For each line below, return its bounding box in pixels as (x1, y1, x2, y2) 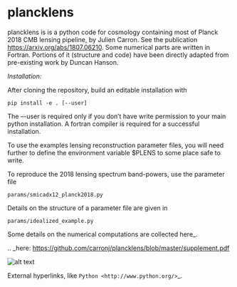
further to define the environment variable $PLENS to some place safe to (7, 148, 221, 157)
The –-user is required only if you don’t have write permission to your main (7, 112, 226, 120)
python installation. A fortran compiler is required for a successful (7, 119, 200, 128)
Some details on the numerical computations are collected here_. (7, 229, 198, 239)
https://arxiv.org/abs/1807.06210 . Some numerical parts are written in (7, 43, 211, 51)
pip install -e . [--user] (7, 99, 88, 107)
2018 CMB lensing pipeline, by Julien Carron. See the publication (7, 35, 198, 43)
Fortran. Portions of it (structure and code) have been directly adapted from (7, 51, 229, 59)
